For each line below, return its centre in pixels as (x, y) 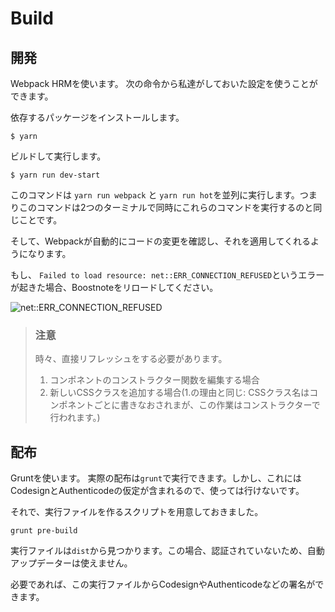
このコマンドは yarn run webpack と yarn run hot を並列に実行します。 (155, 195)
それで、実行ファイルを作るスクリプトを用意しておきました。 (137, 512)
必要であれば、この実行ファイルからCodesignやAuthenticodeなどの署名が (163, 584)
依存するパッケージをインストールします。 (97, 117)
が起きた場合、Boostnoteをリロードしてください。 (114, 287)
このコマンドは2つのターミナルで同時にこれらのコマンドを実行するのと (166, 207)
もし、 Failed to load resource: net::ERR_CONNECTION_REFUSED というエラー (167, 275)
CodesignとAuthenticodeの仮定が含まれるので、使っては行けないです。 (157, 491)
